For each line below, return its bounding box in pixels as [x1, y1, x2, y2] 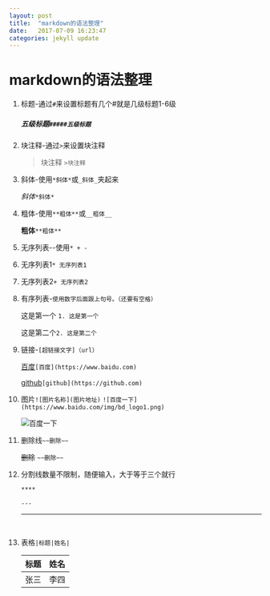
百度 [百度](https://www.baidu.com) [20, 362, 137, 372]
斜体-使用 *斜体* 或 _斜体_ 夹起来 [20, 175, 119, 184]
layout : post [9, 11, 53, 20]
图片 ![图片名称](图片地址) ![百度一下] [20, 394, 138, 405]
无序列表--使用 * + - [20, 243, 88, 252]
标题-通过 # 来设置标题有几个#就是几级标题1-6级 [20, 99, 177, 109]
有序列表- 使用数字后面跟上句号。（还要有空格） [20, 294, 157, 304]
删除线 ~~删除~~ [20, 436, 69, 445]
